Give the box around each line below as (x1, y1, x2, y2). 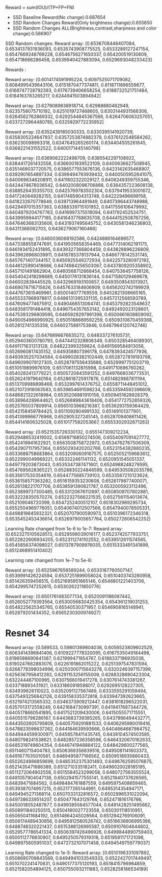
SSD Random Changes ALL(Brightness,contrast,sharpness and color (12, 25, 157, 31)
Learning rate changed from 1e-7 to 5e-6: (5, 557, 93, 563)
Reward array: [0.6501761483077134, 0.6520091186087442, (5, 594, 132, 599)
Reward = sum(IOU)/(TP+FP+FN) (5, 5, 75, 10)
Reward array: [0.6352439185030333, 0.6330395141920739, (5, 129, 134, 135)
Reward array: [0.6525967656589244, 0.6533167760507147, (5, 567, 133, 573)
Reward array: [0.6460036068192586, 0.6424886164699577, (5, 235, 135, 242)
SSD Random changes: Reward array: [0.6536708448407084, (5, 40, 136, 46)
